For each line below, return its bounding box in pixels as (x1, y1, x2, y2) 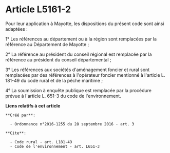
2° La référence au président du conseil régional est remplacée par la (5, 51, 152, 57)
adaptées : (5, 26, 28, 32)
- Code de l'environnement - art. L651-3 (10, 144, 100, 149)
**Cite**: (5, 130, 27, 136)
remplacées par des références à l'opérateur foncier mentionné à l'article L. (5, 72, 165, 78)
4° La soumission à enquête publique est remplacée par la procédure (5, 87, 152, 93)
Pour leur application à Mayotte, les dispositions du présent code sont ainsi (5, 20, 164, 27)
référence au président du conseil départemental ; (5, 56, 111, 62)
